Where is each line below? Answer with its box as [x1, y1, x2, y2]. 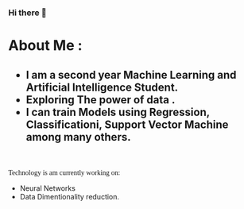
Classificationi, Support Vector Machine [25, 118, 229, 131]
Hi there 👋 [8, 7, 48, 18]
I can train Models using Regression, [25, 105, 211, 118]
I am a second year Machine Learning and [25, 68, 237, 82]
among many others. [25, 130, 131, 144]
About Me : [8, 37, 83, 55]
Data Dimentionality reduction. [19, 192, 120, 201]
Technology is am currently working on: [8, 168, 121, 177]
